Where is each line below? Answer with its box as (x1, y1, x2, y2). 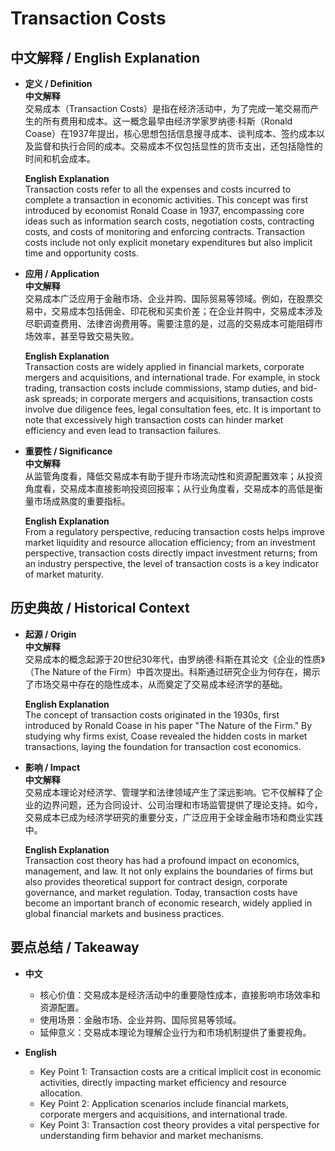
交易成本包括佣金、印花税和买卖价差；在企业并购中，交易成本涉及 (51, 305, 323, 317)
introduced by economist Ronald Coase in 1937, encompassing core (24, 205, 305, 216)
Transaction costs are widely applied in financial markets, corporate (24, 361, 305, 372)
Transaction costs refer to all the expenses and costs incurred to (24, 183, 292, 195)
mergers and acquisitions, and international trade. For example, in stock (24, 372, 321, 383)
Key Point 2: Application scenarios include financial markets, (39, 1097, 290, 1109)
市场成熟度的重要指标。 (33, 495, 131, 507)
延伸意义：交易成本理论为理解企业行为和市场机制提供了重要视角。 (39, 1026, 312, 1038)
